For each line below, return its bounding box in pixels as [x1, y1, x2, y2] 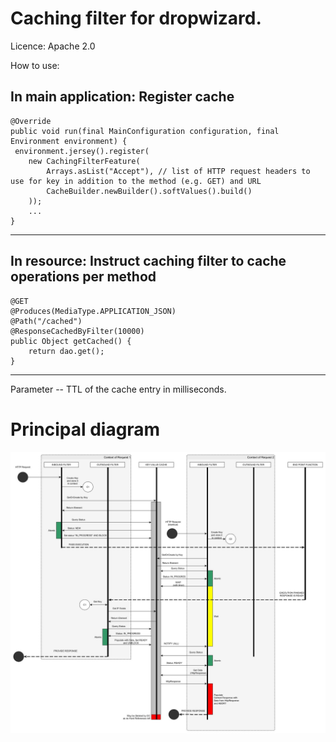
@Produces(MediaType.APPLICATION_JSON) [10, 306, 177, 316]
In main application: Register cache [10, 88, 235, 106]
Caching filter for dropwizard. [10, 7, 262, 30]
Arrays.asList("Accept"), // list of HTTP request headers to [46, 166, 311, 176]
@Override [10, 116, 52, 126]
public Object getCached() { [10, 336, 132, 346]
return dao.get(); [28, 346, 105, 356]
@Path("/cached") [10, 316, 83, 326]
